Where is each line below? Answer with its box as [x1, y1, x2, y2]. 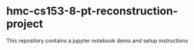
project [6, 17, 44, 31]
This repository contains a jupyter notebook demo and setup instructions [6, 37, 189, 44]
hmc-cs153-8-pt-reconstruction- [6, 4, 178, 18]
